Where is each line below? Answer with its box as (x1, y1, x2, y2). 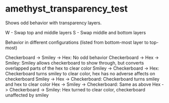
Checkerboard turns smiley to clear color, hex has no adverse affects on (5, 70, 155, 76)
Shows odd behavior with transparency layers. (5, 20, 102, 26)
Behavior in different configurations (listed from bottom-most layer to (5, 39, 149, 45)
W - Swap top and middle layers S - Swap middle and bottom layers (5, 29, 146, 35)
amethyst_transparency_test (5, 3, 128, 15)
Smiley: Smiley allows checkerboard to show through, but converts (5, 60, 144, 66)
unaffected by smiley (5, 92, 49, 98)
